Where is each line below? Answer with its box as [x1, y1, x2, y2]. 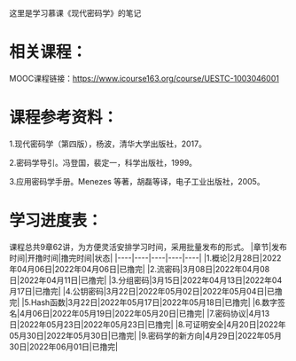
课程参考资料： [9, 107, 119, 128]
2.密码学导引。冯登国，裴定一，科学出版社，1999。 [9, 157, 198, 168]
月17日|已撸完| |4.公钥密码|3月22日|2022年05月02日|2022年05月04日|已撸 [9, 286, 283, 296]
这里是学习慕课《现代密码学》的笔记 [9, 8, 142, 18]
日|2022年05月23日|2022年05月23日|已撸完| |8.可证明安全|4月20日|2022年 [9, 318, 286, 330]
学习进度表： [9, 211, 104, 231]
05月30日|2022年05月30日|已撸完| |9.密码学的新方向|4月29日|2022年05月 [9, 330, 282, 341]
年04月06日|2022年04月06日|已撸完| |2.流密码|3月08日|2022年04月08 [9, 263, 270, 274]
